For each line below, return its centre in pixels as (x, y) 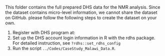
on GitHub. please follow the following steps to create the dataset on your (81, 18)
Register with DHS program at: (44, 32)
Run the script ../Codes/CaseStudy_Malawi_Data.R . (64, 48)
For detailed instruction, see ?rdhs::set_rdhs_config (66, 43)
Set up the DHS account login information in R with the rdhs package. (84, 38)
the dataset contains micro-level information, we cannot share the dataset (81, 12)
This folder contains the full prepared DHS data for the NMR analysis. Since (83, 7)
